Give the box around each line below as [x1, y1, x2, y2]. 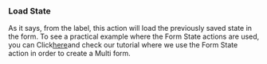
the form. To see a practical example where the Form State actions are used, [8, 32, 260, 41]
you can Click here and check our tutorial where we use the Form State [8, 40, 238, 50]
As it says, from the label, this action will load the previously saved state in [8, 24, 253, 33]
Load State [8, 6, 51, 17]
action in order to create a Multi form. [8, 49, 132, 58]
